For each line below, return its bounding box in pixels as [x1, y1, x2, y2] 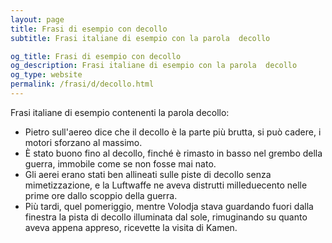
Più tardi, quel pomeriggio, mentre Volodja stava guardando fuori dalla [24, 200, 314, 212]
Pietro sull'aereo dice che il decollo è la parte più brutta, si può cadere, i [24, 126, 322, 138]
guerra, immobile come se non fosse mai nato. [24, 157, 217, 170]
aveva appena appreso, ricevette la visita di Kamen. [24, 221, 238, 233]
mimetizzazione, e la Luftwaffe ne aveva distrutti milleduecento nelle [24, 179, 308, 191]
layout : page [10, 14, 65, 25]
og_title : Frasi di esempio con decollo [10, 51, 182, 61]
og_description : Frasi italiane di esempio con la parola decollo [10, 61, 298, 71]
